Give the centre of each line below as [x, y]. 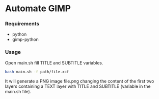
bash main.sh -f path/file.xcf [37, 72]
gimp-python [25, 40]
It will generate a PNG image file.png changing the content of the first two [80, 81]
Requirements [22, 24]
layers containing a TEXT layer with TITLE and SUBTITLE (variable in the [78, 86]
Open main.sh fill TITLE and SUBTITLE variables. [54, 63]
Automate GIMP [38, 9]
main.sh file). [18, 91]
